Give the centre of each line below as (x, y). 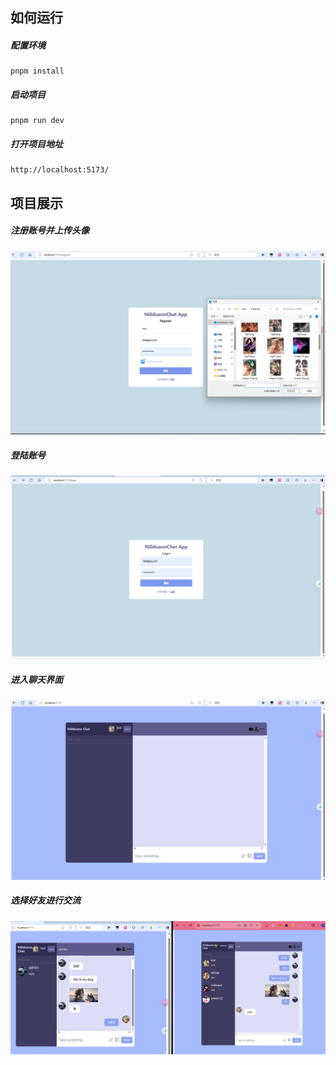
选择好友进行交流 (45, 900)
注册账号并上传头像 (50, 230)
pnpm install (37, 71)
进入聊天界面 (36, 679)
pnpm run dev (37, 121)
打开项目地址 (36, 144)
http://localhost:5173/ (60, 170)
